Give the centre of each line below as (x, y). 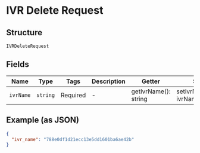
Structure (24, 33)
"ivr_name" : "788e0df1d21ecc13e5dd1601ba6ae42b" (73, 139)
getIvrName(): (151, 91)
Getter (151, 81)
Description (109, 81)
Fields (18, 64)
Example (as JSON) (43, 120)
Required (73, 95)
